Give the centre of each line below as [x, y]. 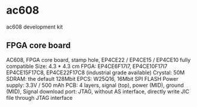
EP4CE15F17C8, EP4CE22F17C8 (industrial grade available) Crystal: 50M [96, 73]
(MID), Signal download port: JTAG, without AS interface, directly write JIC [98, 91]
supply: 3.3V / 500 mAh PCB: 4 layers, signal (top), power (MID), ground [95, 85]
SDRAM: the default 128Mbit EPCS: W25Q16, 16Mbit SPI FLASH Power [92, 78]
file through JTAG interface [39, 97]
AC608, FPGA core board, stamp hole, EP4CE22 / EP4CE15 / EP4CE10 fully [98, 59]
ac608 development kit [35, 27]
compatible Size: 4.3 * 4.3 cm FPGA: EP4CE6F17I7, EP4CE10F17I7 [87, 66]
